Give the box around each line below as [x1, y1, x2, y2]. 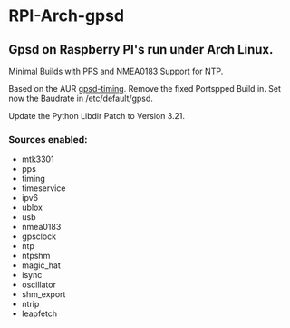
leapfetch [21, 308, 58, 319]
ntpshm [21, 251, 51, 262]
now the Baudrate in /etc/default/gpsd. [8, 93, 153, 104]
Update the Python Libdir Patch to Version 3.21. [8, 111, 186, 121]
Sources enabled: [8, 133, 88, 145]
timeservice [21, 183, 66, 194]
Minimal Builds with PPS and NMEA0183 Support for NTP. [8, 65, 224, 76]
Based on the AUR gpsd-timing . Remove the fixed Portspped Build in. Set [8, 84, 282, 94]
